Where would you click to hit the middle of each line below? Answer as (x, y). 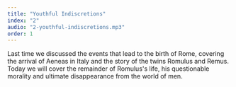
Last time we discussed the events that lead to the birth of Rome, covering (116, 54)
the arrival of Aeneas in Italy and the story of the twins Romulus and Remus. (118, 62)
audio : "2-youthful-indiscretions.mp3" (66, 27)
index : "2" (23, 21)
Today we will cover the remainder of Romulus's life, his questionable (108, 69)
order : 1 (20, 34)
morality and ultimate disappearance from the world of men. (95, 76)
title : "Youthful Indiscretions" (57, 14)
